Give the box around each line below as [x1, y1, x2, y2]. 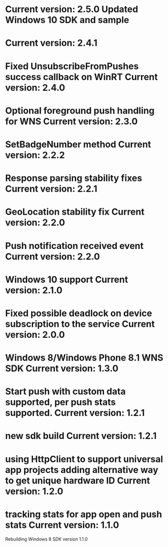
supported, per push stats [5, 397, 116, 408]
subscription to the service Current [5, 318, 155, 330]
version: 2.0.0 [5, 329, 65, 340]
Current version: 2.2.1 [5, 183, 98, 195]
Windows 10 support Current [5, 274, 128, 285]
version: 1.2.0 [5, 485, 64, 497]
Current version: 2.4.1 [5, 37, 98, 49]
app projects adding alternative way [5, 464, 158, 475]
